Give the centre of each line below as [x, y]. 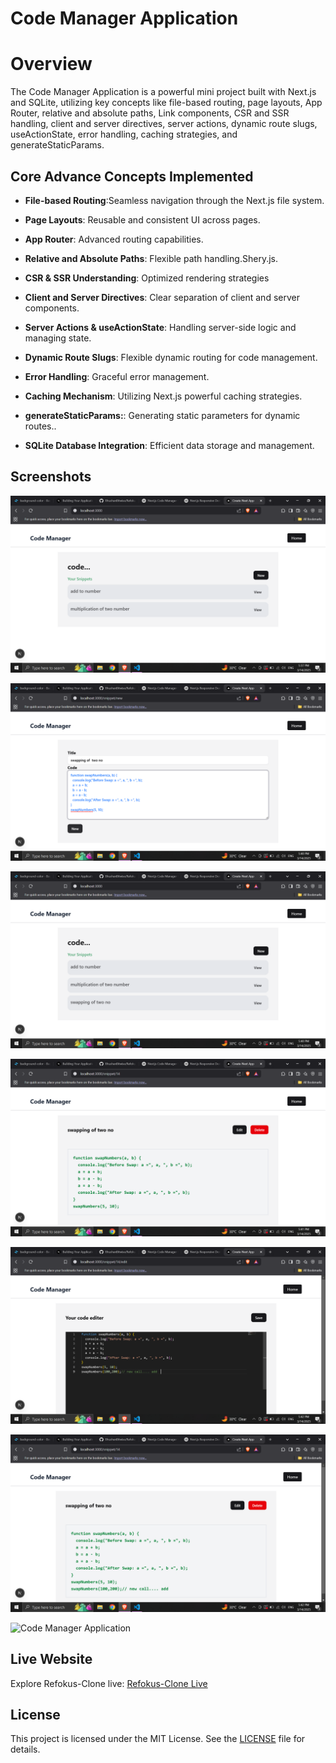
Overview [51, 64]
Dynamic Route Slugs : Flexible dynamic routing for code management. [171, 357]
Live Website [51, 1659]
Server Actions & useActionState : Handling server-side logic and [160, 327]
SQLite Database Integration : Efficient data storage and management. [169, 445]
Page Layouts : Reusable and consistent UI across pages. [142, 219]
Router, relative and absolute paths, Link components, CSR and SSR [150, 113]
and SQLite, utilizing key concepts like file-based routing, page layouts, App [166, 103]
